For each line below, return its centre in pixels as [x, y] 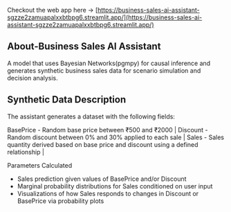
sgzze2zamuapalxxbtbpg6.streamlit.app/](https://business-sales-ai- [105, 17]
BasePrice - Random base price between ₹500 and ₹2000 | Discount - [108, 130]
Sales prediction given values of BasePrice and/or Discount [102, 179]
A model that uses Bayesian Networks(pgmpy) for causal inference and [109, 63]
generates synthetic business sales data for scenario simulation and [104, 70]
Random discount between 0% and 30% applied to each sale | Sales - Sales [116, 137]
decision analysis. [33, 78]
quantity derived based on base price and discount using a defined [103, 144]
